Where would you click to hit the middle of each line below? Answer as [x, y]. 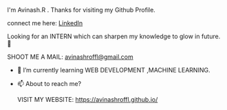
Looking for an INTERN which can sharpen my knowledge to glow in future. [114, 36]
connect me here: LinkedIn [45, 23]
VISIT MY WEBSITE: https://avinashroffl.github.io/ [87, 99]
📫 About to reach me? [49, 84]
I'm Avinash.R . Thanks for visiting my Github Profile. [82, 10]
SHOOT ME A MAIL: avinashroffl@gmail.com [70, 57]
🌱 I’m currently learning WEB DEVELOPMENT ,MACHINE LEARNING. [113, 70]
